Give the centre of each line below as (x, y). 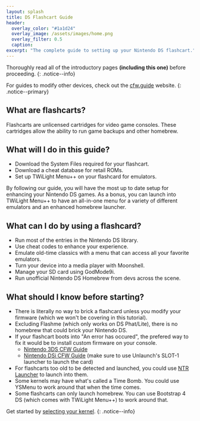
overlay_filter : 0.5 (37, 39)
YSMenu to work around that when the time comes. (78, 387)
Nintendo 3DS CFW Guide (56, 349)
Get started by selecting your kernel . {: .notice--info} (71, 411)
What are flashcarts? (46, 110)
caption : (22, 45)
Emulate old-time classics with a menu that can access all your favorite (102, 253)
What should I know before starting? (75, 297)
